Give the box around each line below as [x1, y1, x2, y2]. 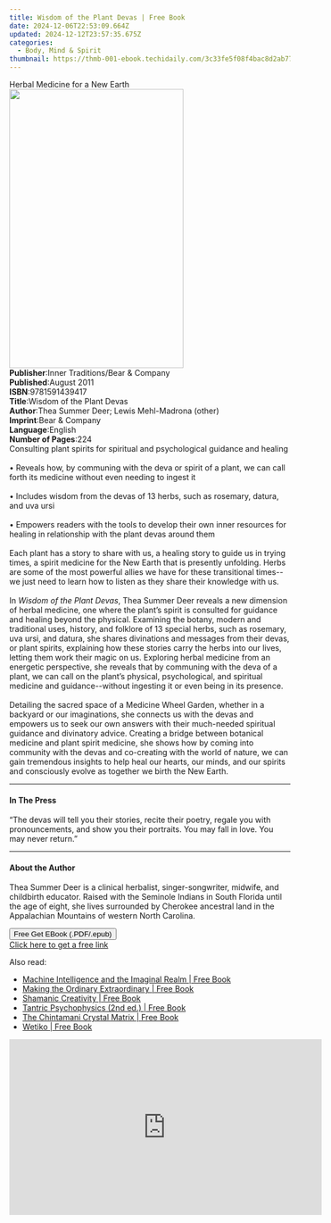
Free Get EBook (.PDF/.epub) [13, 929, 112, 939]
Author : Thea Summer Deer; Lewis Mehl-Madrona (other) [9, 405, 220, 416]
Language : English [9, 425, 77, 435]
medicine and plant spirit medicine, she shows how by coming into [9, 737, 254, 748]
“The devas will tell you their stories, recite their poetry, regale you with [9, 814, 271, 826]
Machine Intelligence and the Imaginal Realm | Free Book [21, 974, 232, 985]
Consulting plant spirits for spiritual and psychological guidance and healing [9, 444, 288, 453]
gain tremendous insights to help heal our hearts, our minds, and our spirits [9, 756, 285, 767]
